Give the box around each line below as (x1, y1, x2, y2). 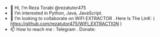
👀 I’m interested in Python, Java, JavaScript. (10, 10, 103, 16)
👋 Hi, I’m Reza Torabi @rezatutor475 (10, 5, 86, 10)
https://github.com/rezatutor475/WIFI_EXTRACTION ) (10, 20, 122, 26)
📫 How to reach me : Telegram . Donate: (10, 26, 96, 32)
